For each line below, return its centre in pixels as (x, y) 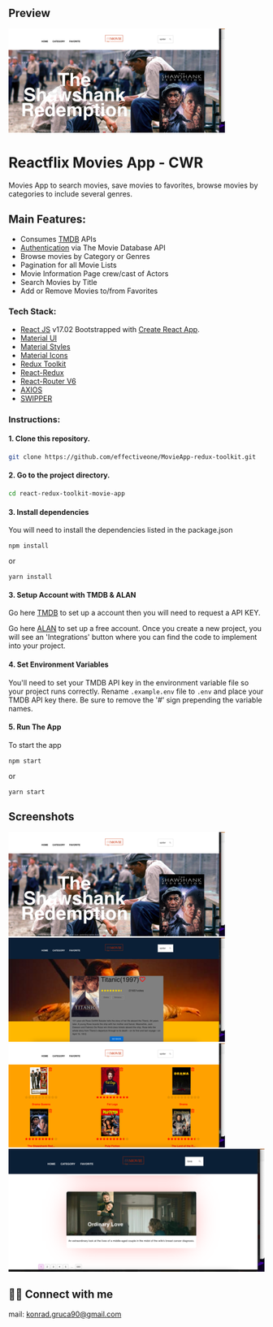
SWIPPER (36, 398)
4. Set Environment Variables (58, 664)
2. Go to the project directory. (59, 475)
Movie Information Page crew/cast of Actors (94, 273)
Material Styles (45, 346)
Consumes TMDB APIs (58, 239)
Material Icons (44, 355)
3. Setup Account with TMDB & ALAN (72, 594)
